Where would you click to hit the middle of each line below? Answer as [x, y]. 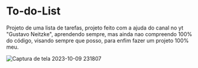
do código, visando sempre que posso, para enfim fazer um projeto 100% [97, 40]
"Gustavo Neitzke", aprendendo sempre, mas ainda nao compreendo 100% [99, 34]
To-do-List [34, 11]
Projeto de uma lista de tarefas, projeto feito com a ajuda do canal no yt [95, 28]
